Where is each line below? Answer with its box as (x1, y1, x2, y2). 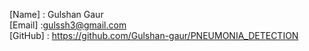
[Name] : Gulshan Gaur (9, 9, 104, 20)
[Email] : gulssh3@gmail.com (9, 19, 127, 31)
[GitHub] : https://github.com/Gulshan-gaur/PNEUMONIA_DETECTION (9, 30, 299, 41)
